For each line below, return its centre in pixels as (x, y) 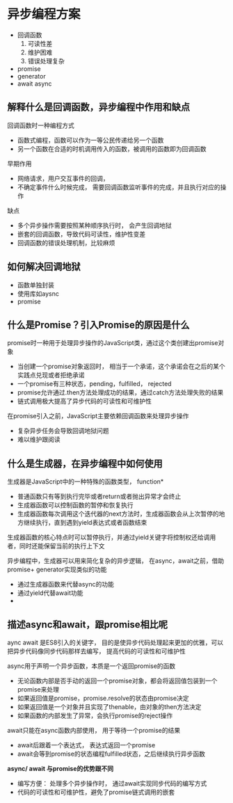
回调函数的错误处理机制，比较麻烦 (66, 243)
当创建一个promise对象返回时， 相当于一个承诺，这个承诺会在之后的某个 (121, 367)
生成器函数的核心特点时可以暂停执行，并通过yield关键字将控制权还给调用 (112, 537)
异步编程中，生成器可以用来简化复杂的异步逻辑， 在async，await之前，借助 (116, 561)
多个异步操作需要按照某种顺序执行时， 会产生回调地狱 (94, 225)
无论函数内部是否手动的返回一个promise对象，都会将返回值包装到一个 (117, 681)
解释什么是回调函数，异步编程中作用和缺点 (98, 108)
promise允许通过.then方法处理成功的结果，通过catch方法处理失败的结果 (120, 392)
